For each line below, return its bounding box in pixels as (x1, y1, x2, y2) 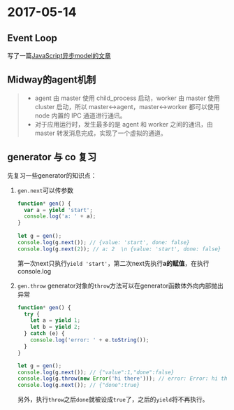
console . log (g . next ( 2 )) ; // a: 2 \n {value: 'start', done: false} (17, 246, 221, 253)
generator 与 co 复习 (7, 151, 96, 163)
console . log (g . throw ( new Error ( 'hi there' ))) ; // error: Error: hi (17, 375, 219, 382)
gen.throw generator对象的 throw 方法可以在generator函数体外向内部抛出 (17, 281, 224, 290)
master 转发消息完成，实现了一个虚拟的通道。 (34, 129, 167, 137)
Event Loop (7, 32, 58, 44)
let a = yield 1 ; (30, 317, 81, 324)
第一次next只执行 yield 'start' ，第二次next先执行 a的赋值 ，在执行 (17, 259, 210, 267)
